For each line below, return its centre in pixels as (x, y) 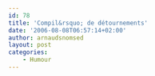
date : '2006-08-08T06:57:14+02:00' (68, 30)
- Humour (37, 60)
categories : (28, 52)
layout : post (30, 45)
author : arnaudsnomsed (46, 38)
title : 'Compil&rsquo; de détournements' (78, 23)
